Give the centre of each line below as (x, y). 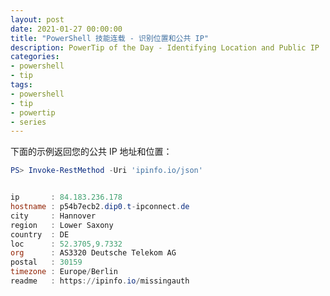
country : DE (40, 234)
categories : (35, 57)
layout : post (37, 19)
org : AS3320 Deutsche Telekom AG (93, 253)
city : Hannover (53, 216)
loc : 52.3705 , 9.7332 (66, 244)
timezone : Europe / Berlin (64, 272)
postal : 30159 (46, 262)
